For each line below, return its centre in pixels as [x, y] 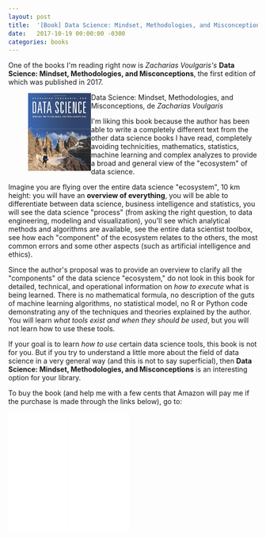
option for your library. [45, 378]
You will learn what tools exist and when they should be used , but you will [129, 320]
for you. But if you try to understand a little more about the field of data [123, 353]
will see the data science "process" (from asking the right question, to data [131, 212]
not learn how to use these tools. [62, 329]
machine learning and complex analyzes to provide [174, 155]
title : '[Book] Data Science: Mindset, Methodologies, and [110, 25]
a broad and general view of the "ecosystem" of [169, 163]
